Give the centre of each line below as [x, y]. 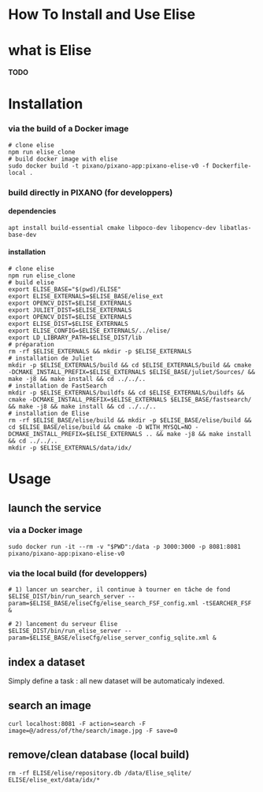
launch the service [55, 508]
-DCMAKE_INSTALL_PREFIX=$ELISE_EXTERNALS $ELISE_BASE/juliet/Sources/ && [132, 372]
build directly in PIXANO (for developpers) [91, 192]
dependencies [32, 211]
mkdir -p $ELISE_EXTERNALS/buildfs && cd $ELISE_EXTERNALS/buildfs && [126, 392]
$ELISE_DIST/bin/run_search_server [67, 597]
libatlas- [235, 228]
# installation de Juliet [50, 358]
